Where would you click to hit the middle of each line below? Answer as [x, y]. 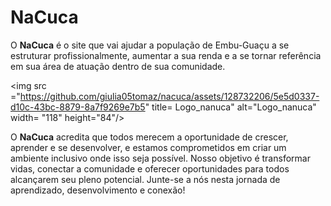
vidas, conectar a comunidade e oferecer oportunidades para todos [150, 168]
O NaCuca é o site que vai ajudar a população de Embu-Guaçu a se [150, 45]
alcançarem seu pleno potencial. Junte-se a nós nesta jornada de [145, 179]
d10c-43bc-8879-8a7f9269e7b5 [78, 107]
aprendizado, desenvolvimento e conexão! [98, 190]
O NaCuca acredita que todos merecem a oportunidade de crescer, [149, 137]
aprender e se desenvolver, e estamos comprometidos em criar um [148, 147]
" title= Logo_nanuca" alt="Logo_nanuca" [230, 107]
